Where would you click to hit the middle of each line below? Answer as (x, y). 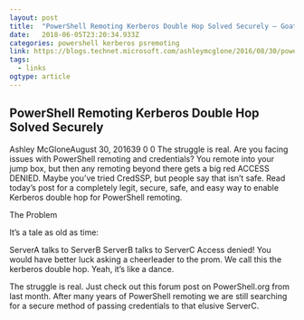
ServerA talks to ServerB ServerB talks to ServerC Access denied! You (140, 249)
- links (32, 69)
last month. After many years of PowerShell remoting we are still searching (148, 296)
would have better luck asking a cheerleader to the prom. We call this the (146, 259)
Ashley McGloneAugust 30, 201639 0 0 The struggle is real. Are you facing (149, 149)
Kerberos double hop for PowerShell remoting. (96, 197)
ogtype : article (40, 77)
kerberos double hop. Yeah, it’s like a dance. (92, 268)
